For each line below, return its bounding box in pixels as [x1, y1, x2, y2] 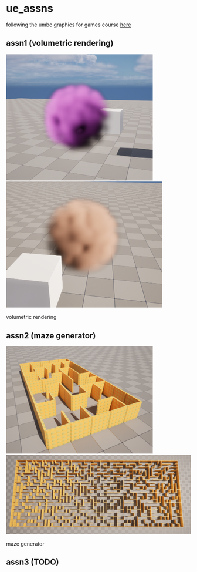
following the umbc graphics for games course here [6, 21, 131, 28]
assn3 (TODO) [6, 557, 60, 567]
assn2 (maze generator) [6, 331, 96, 341]
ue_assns [6, 2, 54, 15]
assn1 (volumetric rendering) [6, 38, 114, 48]
